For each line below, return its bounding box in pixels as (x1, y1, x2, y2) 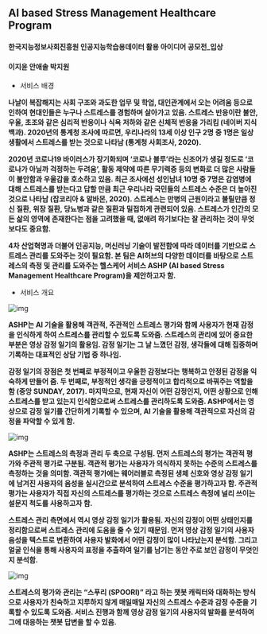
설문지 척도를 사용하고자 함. (8, 499, 93, 508)
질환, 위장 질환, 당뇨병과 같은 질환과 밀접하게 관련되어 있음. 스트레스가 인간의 (16, 204, 251, 214)
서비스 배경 (19, 81, 55, 91)
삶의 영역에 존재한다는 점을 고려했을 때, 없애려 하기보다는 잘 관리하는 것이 (16, 214, 240, 224)
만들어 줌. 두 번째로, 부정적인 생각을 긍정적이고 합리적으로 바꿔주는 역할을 (29, 377, 253, 387)
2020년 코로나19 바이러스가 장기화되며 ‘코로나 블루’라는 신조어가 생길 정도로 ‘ (8, 154, 248, 164)
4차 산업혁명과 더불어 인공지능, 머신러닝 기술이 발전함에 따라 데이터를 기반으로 (8, 241, 248, 251)
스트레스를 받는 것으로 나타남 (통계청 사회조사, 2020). (35, 138, 202, 147)
